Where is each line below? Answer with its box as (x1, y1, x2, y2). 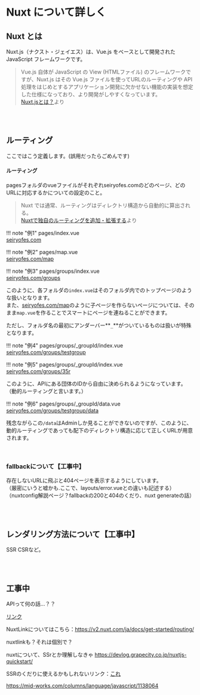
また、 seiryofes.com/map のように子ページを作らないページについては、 (6, 301, 184, 309)
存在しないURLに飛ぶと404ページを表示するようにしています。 (6, 477, 162, 484)
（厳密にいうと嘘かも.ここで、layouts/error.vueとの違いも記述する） (6, 484, 175, 492)
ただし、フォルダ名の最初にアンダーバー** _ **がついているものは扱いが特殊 (6, 322, 192, 329)
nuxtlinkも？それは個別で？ (6, 638, 73, 645)
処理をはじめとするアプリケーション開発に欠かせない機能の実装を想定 (20, 83, 194, 90)
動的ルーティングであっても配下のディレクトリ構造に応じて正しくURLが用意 (6, 427, 193, 434)
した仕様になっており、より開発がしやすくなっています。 (20, 91, 161, 97)
